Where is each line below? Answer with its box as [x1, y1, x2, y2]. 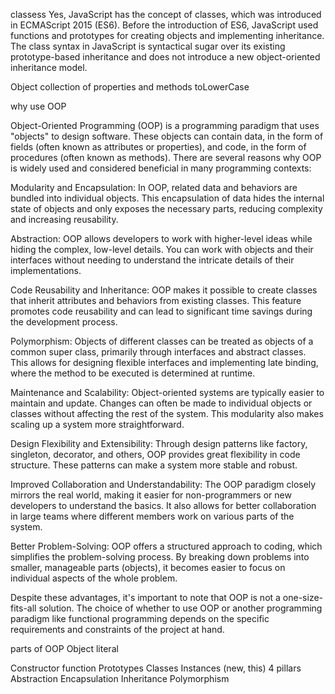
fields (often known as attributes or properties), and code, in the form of [10, 141, 307, 153]
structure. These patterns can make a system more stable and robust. [10, 459, 298, 471]
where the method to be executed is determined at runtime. [10, 367, 256, 379]
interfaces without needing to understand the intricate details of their [10, 254, 295, 266]
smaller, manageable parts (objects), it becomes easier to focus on [10, 562, 286, 573]
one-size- [282, 592, 324, 603]
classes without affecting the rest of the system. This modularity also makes [10, 408, 324, 419]
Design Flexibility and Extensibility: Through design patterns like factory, [10, 438, 308, 449]
